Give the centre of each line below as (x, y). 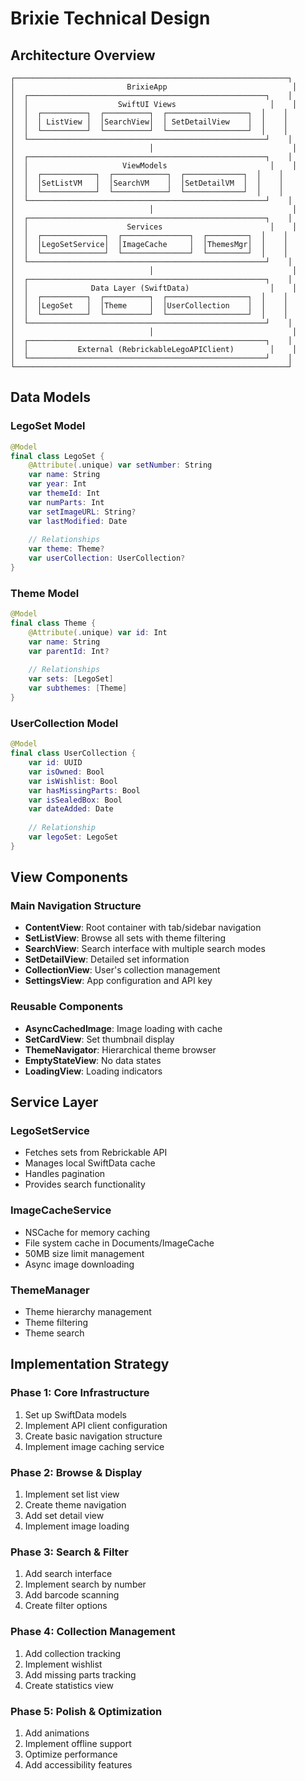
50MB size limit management (84, 1253)
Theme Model (45, 593)
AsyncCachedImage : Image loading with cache (123, 1028)
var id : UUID (55, 763)
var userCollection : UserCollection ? (107, 558)
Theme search (54, 1333)
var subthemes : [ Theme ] (78, 688)
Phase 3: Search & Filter (69, 1552)
